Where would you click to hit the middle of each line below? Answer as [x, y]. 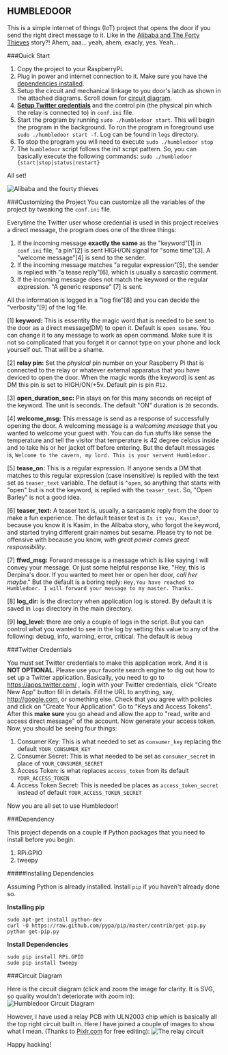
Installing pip [26, 907]
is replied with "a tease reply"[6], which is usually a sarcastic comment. [117, 272]
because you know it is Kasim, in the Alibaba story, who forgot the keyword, [114, 525]
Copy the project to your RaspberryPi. [70, 68]
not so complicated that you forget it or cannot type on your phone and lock [114, 342]
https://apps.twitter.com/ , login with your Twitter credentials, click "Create [112, 685]
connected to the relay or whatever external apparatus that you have [103, 370]
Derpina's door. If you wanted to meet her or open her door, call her [102, 574]
